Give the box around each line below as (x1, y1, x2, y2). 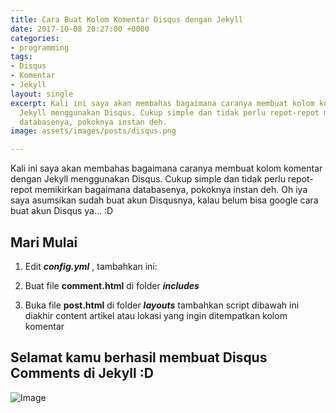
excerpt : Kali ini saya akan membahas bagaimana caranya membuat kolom (10, 98, 315, 108)
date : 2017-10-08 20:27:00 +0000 (10, 24, 150, 34)
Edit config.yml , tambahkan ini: (24, 260, 158, 272)
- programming (10, 42, 70, 53)
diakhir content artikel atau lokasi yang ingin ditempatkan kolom (24, 309, 288, 321)
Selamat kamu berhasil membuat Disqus (10, 349, 268, 366)
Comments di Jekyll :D (10, 365, 154, 382)
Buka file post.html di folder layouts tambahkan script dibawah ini (24, 299, 300, 311)
